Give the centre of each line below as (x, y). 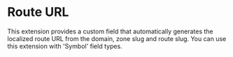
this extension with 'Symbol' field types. (65, 46)
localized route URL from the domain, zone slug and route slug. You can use (117, 38)
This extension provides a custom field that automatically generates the (110, 31)
